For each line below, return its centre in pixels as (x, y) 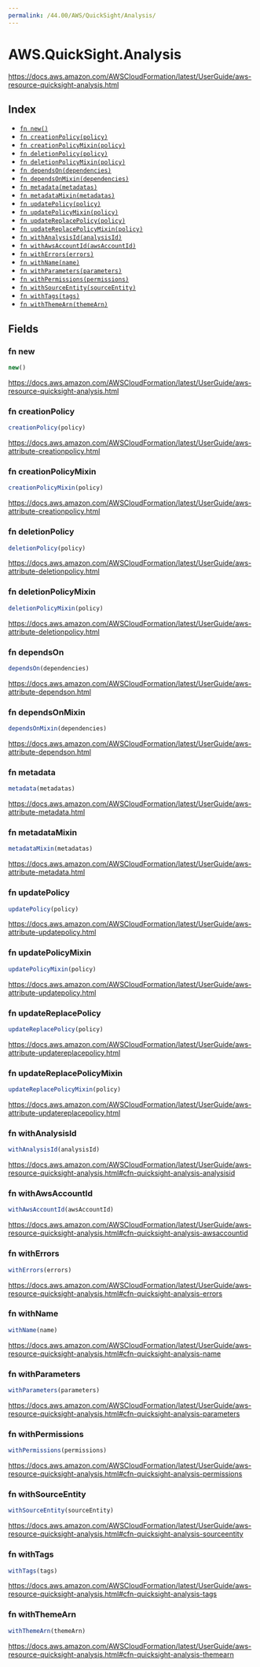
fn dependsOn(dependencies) (65, 171)
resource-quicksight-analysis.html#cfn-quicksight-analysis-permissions (125, 1474)
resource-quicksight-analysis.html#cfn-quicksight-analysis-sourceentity (126, 1534)
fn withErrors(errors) (57, 254)
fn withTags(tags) (49, 296)
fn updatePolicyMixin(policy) (69, 213)
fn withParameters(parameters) (71, 271)
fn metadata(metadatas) (59, 187)
